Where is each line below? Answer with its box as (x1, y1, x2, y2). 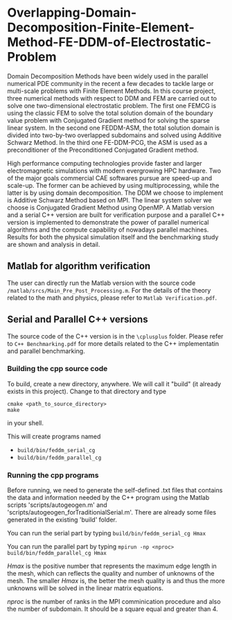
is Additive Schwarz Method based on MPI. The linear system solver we (7, 196, 213, 204)
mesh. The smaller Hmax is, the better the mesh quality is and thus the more (7, 577, 225, 585)
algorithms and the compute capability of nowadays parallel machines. (7, 225, 209, 234)
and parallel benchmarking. (7, 347, 85, 355)
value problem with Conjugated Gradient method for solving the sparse (7, 116, 210, 124)
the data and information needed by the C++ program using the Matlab (7, 494, 210, 502)
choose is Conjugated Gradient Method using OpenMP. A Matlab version (7, 203, 215, 212)
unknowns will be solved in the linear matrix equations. (7, 584, 164, 592)
